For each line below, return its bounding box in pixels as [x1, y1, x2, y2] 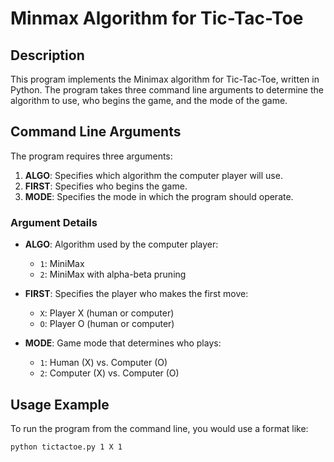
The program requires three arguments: [10, 150, 173, 162]
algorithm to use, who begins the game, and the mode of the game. [10, 95, 288, 106]
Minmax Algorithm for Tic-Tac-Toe [10, 7, 304, 30]
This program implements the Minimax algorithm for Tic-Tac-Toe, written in [10, 73, 320, 85]
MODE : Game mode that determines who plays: [24, 337, 222, 349]
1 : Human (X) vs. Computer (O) [39, 357, 168, 369]
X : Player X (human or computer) [39, 307, 175, 319]
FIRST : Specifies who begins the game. [24, 180, 188, 192]
